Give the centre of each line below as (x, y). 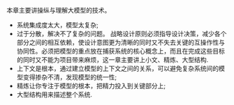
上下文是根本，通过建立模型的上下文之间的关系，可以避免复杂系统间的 (118, 68)
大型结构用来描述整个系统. (54, 95)
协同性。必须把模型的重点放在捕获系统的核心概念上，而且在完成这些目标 (120, 51)
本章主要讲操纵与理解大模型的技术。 (59, 10)
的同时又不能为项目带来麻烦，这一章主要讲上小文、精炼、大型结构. (112, 60)
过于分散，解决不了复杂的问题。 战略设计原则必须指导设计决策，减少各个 (122, 34)
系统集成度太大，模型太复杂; (58, 25)
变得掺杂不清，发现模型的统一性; (70, 77)
